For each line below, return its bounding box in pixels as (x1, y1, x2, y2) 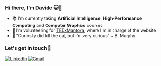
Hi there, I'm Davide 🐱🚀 (5, 4, 62, 11)
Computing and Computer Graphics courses (12, 23, 103, 28)
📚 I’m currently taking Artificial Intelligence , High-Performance (12, 15, 142, 21)
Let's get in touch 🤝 (5, 45, 52, 52)
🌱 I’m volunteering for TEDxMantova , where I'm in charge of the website (12, 27, 156, 33)
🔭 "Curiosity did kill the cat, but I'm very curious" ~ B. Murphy (12, 33, 136, 39)
